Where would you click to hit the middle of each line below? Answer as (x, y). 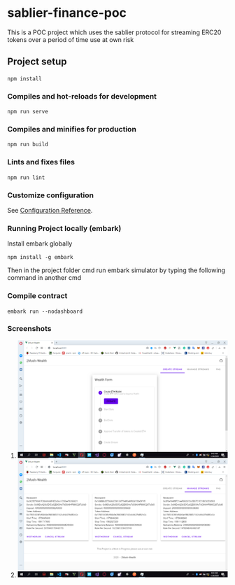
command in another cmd (44, 278)
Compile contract (37, 296)
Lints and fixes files (41, 162)
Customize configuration (51, 195)
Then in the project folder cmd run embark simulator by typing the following (116, 270)
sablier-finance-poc (67, 13)
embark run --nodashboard (45, 311)
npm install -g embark (40, 258)
